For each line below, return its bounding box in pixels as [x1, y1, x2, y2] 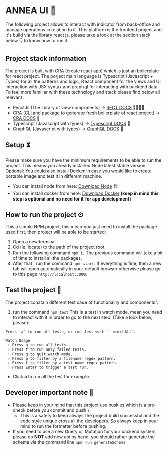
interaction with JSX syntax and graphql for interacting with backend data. [5, 83, 159, 90]
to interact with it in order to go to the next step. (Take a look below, [12, 314, 153, 320]
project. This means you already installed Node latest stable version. [5, 162, 147, 168]
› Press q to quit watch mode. [7, 352, 73, 357]
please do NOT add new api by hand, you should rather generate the [12, 434, 155, 440]
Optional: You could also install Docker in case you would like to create [5, 168, 152, 174]
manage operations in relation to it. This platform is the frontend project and [5, 26, 162, 32]
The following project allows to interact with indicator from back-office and [5, 21, 160, 27]
